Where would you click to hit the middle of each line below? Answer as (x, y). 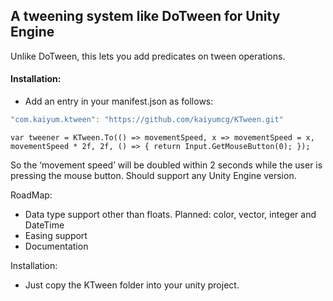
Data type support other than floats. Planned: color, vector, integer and (170, 214)
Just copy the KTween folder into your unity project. (132, 285)
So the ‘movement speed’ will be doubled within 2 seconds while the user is (166, 165)
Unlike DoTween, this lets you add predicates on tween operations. (148, 56)
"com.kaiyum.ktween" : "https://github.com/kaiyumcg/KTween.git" (147, 120)
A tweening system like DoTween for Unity (145, 16)
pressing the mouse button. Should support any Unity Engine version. (153, 175)
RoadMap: (31, 195)
